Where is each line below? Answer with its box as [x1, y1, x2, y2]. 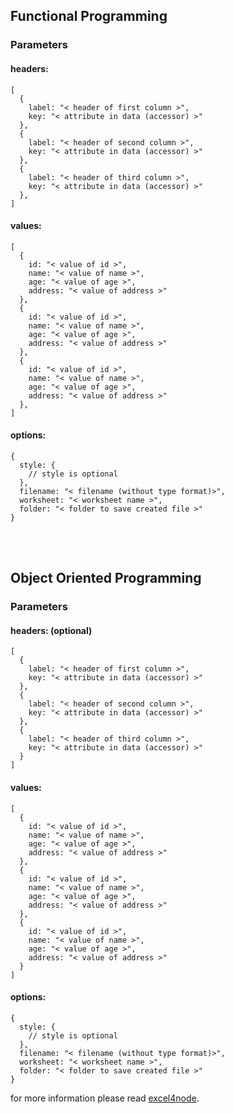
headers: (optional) [10, 624, 93, 636]
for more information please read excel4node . [10, 1092, 200, 1104]
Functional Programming [10, 8, 168, 25]
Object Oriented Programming [10, 570, 202, 587]
